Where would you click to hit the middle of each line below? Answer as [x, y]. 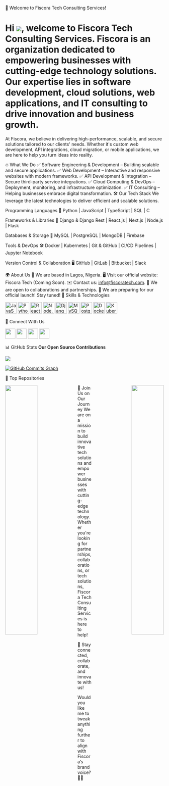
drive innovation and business [70, 114]
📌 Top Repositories [25, 378]
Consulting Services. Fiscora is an [78, 39]
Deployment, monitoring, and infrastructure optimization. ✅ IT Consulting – [82, 187]
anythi [84, 724]
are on [84, 415]
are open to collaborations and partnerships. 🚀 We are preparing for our [79, 289]
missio [84, 425]
